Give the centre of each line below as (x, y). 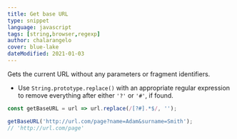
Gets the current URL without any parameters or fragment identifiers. (109, 74)
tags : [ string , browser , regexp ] (54, 34)
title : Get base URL (38, 14)
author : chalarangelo (40, 41)
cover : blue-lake (33, 47)
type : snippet (29, 21)
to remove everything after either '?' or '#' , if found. (95, 95)
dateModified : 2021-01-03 (46, 54)
